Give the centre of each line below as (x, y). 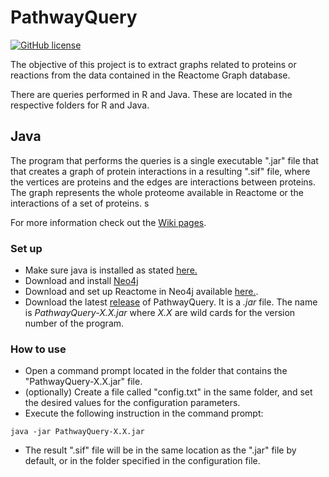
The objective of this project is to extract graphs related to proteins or (153, 64)
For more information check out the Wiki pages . (108, 222)
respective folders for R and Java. (80, 105)
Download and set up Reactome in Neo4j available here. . (141, 292)
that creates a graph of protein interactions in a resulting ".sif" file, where (160, 171)
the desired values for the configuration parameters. (132, 403)
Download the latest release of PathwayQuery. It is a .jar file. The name (171, 302)
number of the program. (74, 323)
